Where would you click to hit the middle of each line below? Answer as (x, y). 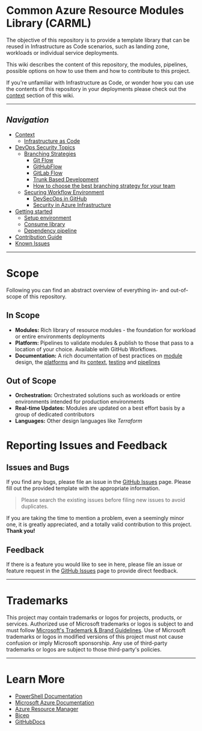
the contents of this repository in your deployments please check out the (96, 89)
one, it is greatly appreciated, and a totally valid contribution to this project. (99, 524)
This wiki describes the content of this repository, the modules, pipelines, (97, 64)
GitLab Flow (48, 173)
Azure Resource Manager (47, 709)
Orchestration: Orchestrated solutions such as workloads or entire (98, 395)
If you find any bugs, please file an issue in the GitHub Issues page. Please (99, 482)
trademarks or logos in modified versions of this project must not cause (95, 637)
